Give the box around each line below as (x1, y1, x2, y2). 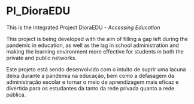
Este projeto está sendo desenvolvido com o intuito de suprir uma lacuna (6, 65, 186, 73)
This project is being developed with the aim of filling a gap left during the (6, 35, 189, 42)
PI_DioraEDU (6, 4, 71, 18)
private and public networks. (6, 54, 77, 61)
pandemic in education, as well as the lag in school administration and (6, 42, 180, 49)
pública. (6, 91, 26, 98)
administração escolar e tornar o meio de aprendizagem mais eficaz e (6, 78, 179, 86)
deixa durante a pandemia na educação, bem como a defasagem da (6, 72, 175, 79)
